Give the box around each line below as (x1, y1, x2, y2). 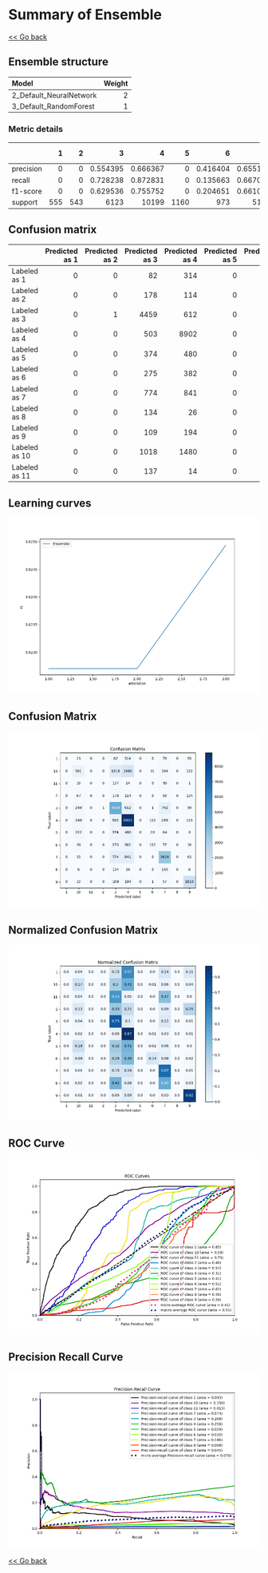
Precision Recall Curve (8, 1350, 124, 1364)
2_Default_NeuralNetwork (11, 90, 97, 100)
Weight (103, 78, 128, 89)
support (11, 197, 38, 207)
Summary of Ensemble (8, 6, 162, 24)
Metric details (8, 124, 64, 135)
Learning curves (8, 496, 92, 510)
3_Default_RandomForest (11, 101, 95, 111)
